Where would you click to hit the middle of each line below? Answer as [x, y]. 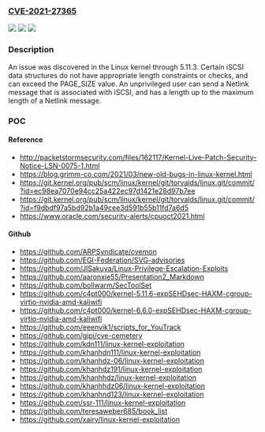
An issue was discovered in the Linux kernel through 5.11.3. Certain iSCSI [126, 67]
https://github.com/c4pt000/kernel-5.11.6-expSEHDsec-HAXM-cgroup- [136, 293]
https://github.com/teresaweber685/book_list [93, 411]
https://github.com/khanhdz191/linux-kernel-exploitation [111, 369]
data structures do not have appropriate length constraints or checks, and [128, 75]
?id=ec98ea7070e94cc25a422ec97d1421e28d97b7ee [107, 190]
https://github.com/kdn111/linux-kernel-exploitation [102, 344]
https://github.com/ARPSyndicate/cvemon [88, 251]
